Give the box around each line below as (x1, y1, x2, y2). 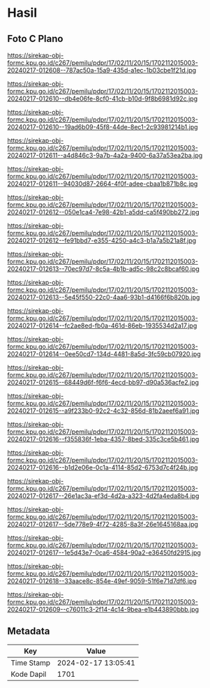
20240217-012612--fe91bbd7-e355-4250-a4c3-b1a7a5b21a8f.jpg (7, 236, 197, 244)
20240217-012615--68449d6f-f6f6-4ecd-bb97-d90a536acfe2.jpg (7, 379, 200, 386)
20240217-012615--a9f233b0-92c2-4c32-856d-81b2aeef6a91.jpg (7, 407, 200, 415)
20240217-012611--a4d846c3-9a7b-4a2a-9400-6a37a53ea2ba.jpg (7, 152, 203, 159)
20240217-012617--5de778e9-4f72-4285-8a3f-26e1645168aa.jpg (7, 520, 199, 528)
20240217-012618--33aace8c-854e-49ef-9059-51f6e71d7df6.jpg (7, 577, 197, 585)
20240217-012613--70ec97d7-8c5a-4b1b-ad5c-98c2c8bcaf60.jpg (7, 265, 200, 273)
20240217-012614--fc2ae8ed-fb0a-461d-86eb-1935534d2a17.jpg (7, 321, 197, 330)
